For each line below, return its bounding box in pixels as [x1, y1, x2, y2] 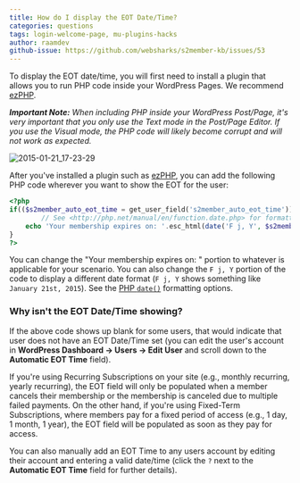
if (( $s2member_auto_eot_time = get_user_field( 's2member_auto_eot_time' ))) [9, 205, 297, 214]
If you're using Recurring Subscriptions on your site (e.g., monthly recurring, [9, 371, 290, 382]
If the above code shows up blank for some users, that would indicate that [9, 325, 282, 336]
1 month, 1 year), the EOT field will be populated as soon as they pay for [9, 419, 272, 429]
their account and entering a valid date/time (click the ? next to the [9, 454, 254, 465]
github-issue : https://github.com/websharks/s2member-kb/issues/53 [9, 46, 266, 55]
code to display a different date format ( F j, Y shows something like [9, 273, 262, 284]
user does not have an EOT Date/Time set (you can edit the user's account [9, 335, 284, 346]
